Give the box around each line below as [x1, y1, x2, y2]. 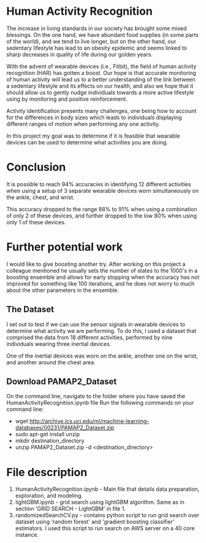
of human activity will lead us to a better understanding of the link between [6, 76, 196, 83]
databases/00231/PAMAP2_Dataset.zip [15, 424, 115, 431]
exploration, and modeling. [15, 492, 83, 499]
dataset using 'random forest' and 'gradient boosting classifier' [15, 518, 175, 526]
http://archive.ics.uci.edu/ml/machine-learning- [29, 418, 150, 425]
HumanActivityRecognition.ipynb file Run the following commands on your [6, 399, 194, 407]
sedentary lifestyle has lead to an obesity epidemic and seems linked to [6, 44, 188, 52]
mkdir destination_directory [15, 437, 85, 445]
